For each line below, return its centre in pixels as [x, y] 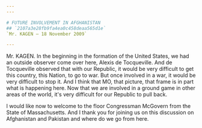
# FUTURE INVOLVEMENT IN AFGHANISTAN [54, 23]
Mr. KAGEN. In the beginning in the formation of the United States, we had [98, 56]
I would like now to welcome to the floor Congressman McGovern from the [99, 106]
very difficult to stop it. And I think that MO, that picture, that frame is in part [100, 82]
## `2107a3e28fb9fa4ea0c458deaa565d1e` [56, 28]
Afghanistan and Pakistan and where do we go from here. [78, 119]
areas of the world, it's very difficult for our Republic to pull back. [87, 94]
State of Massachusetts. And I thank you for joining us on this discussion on [100, 112]
